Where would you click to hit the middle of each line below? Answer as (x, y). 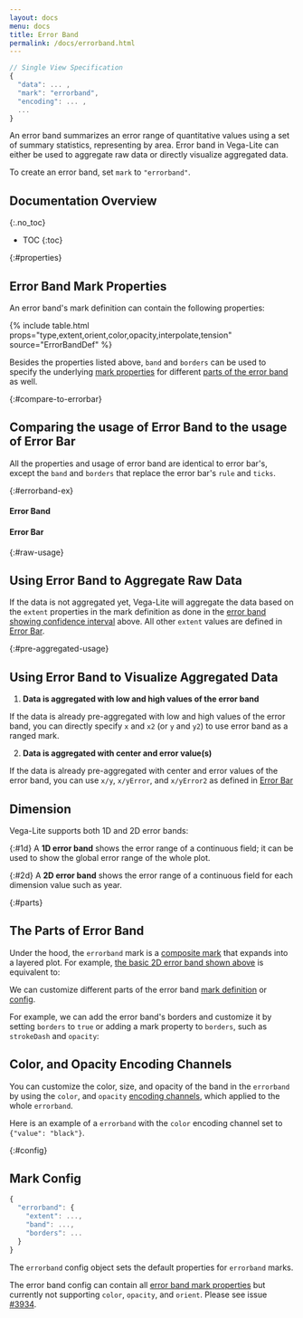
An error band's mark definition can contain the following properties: (137, 308)
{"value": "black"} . (47, 1132)
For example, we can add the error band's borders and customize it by (141, 1017)
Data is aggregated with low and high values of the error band (141, 699)
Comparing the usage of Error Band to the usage (148, 428)
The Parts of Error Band (77, 931)
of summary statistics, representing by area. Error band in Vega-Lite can (144, 145)
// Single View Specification (66, 68)
